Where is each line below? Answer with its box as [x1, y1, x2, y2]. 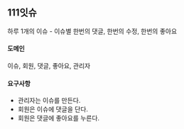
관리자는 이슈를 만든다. [17, 96, 81, 105]
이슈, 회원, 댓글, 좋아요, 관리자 [7, 62, 91, 70]
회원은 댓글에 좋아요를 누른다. [17, 114, 100, 123]
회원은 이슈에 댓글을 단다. [17, 105, 89, 113]
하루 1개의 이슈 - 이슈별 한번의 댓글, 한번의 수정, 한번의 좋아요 [7, 27, 178, 35]
